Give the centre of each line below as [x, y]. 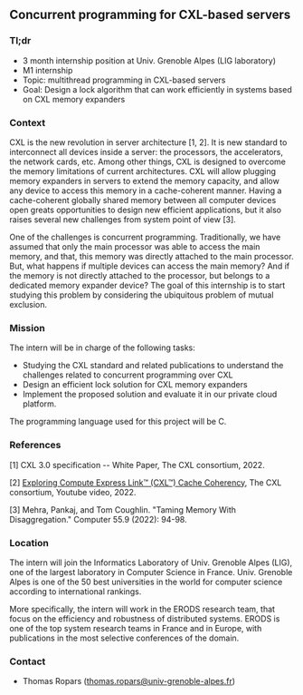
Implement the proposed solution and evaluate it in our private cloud [150, 395]
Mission [27, 328]
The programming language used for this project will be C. [118, 422]
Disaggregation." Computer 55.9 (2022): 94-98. [98, 519]
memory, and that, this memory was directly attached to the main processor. [151, 256]
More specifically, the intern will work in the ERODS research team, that [142, 609]
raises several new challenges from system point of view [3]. [123, 219]
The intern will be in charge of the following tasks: [103, 347]
